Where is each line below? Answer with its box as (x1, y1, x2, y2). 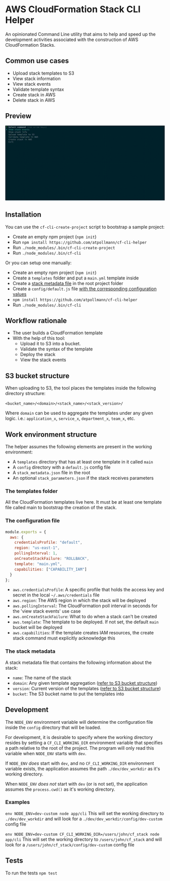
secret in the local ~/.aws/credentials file (12, 592, 100, 598)
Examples (5, 799, 30, 806)
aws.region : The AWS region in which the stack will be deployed (12, 597, 146, 604)
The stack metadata (5, 648, 56, 655)
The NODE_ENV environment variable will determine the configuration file (5, 719, 153, 725)
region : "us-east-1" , (14, 545, 60, 551)
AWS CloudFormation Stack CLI (5, 4, 141, 15)
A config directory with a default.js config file (12, 464, 111, 470)
